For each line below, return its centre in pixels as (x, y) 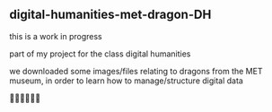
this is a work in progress (56, 36)
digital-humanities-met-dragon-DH (110, 15)
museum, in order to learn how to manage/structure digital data (127, 81)
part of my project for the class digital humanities (100, 54)
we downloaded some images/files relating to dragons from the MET (136, 71)
